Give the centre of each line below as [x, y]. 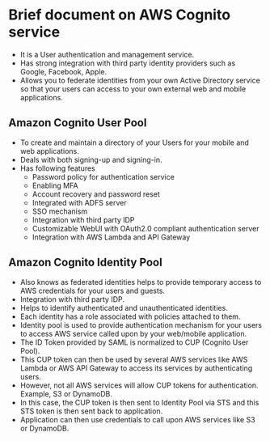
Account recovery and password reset [96, 194]
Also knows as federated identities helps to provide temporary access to [141, 282]
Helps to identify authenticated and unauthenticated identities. [124, 307]
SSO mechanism [60, 211]
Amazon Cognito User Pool [78, 123]
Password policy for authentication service [103, 176]
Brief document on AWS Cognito [120, 15]
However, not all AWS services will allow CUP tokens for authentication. [139, 385]
